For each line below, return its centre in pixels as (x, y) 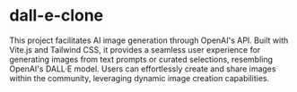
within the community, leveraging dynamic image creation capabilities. (140, 78)
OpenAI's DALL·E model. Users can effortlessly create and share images (143, 69)
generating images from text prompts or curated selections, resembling (141, 59)
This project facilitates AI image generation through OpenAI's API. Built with (149, 40)
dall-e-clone (57, 16)
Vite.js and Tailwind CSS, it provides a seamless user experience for (135, 49)
